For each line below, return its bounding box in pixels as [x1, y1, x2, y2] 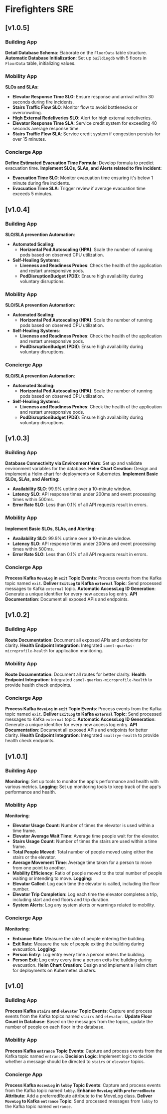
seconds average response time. [12, 126, 80, 132]
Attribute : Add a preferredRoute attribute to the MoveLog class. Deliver [5, 1093, 153, 1099]
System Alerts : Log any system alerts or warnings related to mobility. [12, 902, 156, 908]
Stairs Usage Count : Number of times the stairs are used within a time [12, 838, 158, 844]
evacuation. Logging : [12, 946, 56, 952]
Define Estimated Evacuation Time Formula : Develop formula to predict [5, 160, 154, 166]
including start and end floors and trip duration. [12, 897, 110, 903]
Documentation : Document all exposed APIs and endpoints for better [5, 727, 148, 733]
